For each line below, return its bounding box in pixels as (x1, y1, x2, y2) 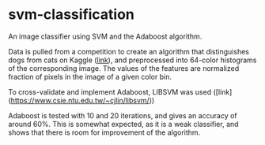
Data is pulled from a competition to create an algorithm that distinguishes (8, 46, 249, 56)
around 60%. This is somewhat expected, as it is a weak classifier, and (8, 119, 239, 128)
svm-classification (8, 6, 134, 24)
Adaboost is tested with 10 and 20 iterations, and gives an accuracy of (8, 110, 237, 120)
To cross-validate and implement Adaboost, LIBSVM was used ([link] (8, 87, 233, 96)
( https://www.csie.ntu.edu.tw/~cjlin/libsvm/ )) (8, 95, 155, 105)
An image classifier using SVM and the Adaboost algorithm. (8, 32, 203, 41)
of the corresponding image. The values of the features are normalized (8, 63, 240, 72)
